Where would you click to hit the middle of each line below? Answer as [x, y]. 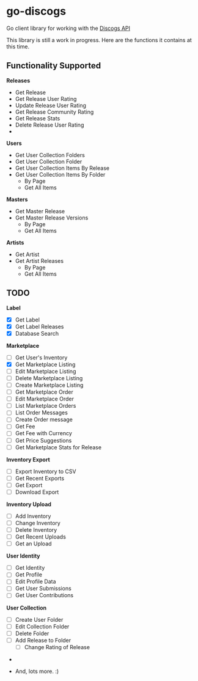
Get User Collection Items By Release [62, 168]
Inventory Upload [29, 504]
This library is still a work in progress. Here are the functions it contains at [99, 40]
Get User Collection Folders [50, 155]
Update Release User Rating [51, 105]
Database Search [37, 333]
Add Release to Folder [43, 640]
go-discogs [36, 11]
